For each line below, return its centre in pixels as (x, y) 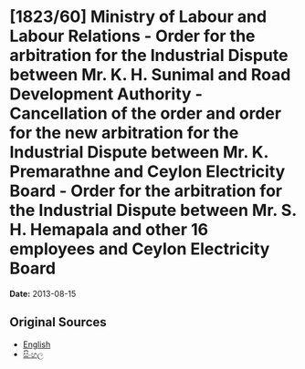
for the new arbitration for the (124, 133)
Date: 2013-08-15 (43, 293)
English (37, 344)
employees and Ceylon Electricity (140, 249)
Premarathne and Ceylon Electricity (147, 172)
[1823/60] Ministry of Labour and (138, 17)
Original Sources (58, 322)
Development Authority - (106, 94)
